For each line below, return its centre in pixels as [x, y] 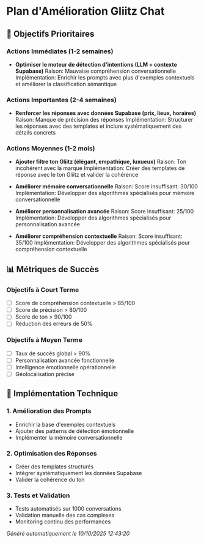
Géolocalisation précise [45, 374]
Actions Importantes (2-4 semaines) [62, 100]
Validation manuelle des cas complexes [65, 515]
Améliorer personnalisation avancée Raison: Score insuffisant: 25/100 [104, 212]
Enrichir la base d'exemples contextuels [65, 424]
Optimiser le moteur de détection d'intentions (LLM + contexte [96, 64]
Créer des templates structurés [54, 467]
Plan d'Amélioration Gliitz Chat [86, 11]
